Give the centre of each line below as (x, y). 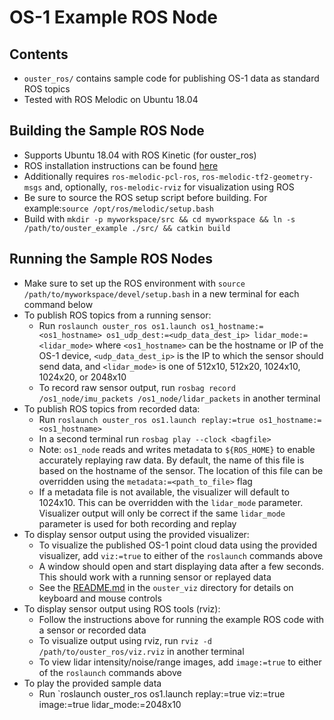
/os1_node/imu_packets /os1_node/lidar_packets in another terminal (179, 398)
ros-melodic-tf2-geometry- (257, 177)
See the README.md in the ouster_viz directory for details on (166, 587)
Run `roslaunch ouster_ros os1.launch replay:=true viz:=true (162, 693)
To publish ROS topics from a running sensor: (117, 315)
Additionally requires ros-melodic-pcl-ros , (111, 176)
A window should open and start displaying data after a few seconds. (181, 566)
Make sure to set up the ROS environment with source (134, 283)
